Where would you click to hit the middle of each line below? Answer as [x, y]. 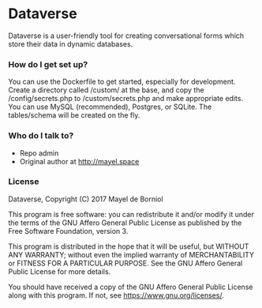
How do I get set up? [48, 64]
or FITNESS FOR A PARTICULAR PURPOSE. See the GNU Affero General [125, 263]
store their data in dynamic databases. [71, 43]
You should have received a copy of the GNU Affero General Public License [131, 287]
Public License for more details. [60, 271]
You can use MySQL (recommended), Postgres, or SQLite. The [110, 107]
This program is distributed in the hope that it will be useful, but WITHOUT [129, 246]
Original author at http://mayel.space [79, 161]
